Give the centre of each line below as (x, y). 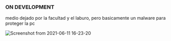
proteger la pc (20, 23)
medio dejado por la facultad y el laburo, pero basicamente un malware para (86, 18)
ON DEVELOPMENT (30, 7)
